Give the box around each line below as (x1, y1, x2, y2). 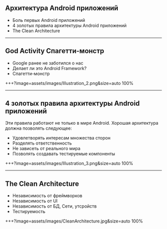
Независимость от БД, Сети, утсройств (12, 203, 97, 209)
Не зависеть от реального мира (12, 146, 81, 152)
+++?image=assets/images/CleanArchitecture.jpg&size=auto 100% (5, 218, 143, 224)
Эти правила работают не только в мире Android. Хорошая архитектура (5, 120, 159, 126)
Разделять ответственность (12, 140, 72, 146)
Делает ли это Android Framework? (12, 65, 87, 71)
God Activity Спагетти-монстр (5, 47, 104, 55)
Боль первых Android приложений (12, 17, 85, 23)
